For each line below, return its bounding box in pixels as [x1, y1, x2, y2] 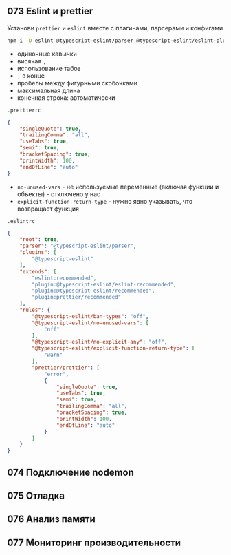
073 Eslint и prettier [7, 6, 93, 17]
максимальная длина [16, 86, 80, 94]
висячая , [16, 56, 47, 65]
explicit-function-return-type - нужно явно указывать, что [16, 197, 193, 205]
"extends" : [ [19, 268, 57, 275]
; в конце [16, 72, 45, 80]
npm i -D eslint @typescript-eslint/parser [7, 37, 134, 44]
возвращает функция [16, 205, 80, 213]
